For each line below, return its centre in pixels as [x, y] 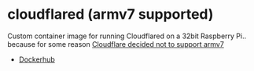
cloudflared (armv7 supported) [110, 14]
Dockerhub [37, 59]
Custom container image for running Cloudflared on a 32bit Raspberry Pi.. [127, 36]
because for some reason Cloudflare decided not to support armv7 [116, 44]
